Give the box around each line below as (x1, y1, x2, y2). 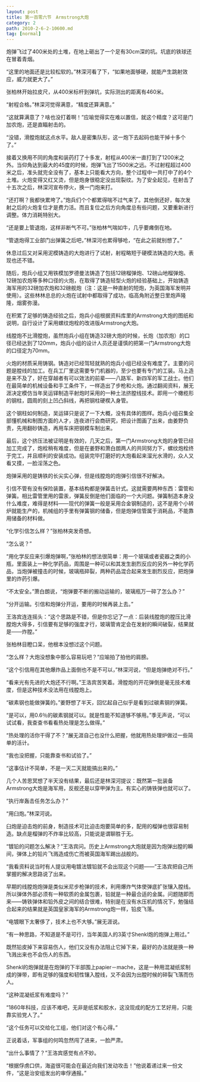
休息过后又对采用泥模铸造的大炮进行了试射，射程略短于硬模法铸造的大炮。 (6, 249, 189, 256)
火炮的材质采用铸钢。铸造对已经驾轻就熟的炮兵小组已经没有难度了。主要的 (6, 360, 189, 367)
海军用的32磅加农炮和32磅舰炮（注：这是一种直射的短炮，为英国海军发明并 (6, 285, 192, 292)
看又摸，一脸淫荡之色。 (6, 460, 64, 467)
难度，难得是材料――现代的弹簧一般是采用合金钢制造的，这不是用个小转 (16, 500, 194, 507)
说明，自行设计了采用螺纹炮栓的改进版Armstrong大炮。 (6, 320, 142, 327)
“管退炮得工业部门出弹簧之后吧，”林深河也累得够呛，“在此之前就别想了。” (6, 237, 183, 244)
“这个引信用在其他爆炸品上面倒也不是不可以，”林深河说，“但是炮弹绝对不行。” (6, 666, 193, 673)
